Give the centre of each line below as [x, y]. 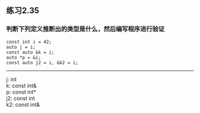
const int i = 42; [29, 42]
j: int [11, 79]
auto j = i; [21, 47]
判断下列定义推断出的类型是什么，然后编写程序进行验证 [85, 29]
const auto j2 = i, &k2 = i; [42, 62]
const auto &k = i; [30, 52]
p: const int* [21, 92]
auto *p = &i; [24, 57]
